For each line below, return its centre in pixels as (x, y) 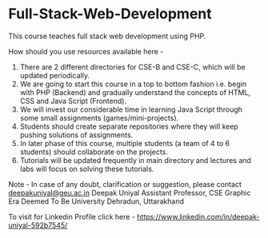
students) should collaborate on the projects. (94, 152)
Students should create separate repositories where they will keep (129, 126)
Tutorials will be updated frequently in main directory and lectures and (136, 160)
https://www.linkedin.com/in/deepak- (198, 216)
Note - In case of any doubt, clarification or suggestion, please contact (125, 184)
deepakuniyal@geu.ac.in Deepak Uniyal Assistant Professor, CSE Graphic (130, 192)
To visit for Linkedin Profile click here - (72, 216)
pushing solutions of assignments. (76, 135)
